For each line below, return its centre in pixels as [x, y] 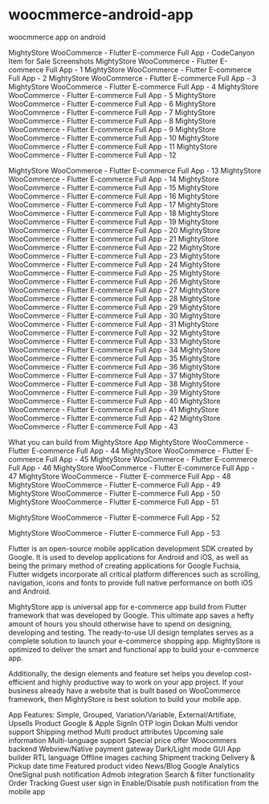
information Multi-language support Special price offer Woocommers [122, 740]
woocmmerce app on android [57, 37]
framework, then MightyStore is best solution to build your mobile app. [125, 699]
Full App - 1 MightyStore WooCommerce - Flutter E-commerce [149, 69]
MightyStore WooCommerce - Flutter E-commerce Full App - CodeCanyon [132, 52]
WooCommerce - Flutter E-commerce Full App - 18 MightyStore [114, 213]
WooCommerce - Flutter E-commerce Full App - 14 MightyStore [114, 179]
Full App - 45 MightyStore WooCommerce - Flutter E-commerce [152, 459]
